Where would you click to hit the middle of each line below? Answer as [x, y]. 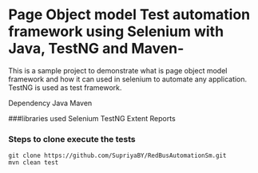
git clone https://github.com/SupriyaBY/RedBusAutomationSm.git [117, 156]
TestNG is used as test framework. [65, 87]
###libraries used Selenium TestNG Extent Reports [92, 118]
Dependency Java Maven [50, 103]
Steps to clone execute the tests [72, 139]
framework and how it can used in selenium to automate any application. [128, 79]
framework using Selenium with [116, 31]
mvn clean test [34, 163]
